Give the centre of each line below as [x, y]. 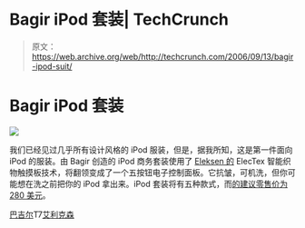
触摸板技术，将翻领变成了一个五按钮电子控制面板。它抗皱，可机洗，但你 [152, 172]
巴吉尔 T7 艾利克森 [42, 214]
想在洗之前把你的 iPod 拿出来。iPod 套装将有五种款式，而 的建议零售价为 [152, 183]
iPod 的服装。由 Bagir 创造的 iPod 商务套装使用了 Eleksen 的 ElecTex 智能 [146, 161]
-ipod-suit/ [52, 66]
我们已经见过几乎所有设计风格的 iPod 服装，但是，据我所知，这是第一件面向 [151, 149]
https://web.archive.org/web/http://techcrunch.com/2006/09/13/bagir [162, 56]
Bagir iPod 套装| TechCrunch [119, 20]
